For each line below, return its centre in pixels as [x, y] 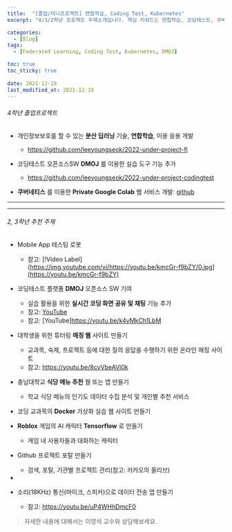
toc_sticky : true [32, 70]
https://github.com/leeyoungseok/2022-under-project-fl [107, 149]
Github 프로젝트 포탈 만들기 [54, 455]
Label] [74, 259]
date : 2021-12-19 [32, 84]
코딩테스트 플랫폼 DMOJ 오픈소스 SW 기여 [75, 288]
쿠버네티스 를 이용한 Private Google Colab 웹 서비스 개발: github [106, 191]
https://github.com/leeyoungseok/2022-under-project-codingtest [121, 178]
